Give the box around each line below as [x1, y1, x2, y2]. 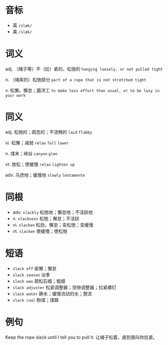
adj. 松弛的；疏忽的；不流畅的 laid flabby [5, 129, 92, 135]
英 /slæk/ [12, 22, 32, 28]
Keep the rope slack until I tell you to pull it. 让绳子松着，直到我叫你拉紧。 [5, 334, 158, 340]
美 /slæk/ [12, 28, 32, 34]
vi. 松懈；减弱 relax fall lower [5, 139, 69, 145]
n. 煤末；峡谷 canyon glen [5, 150, 58, 157]
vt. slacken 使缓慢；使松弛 [12, 228, 68, 234]
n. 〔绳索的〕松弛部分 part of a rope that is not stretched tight [5, 76, 146, 82]
